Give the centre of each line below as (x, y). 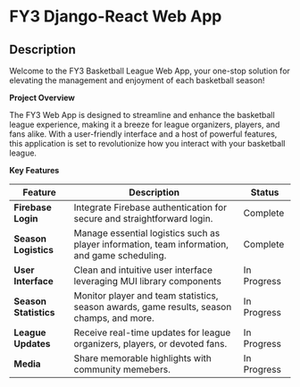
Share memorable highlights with (142, 358)
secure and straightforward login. (143, 219)
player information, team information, (151, 244)
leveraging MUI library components (147, 281)
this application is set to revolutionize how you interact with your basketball (147, 143)
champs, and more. (114, 318)
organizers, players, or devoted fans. (150, 344)
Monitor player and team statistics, (146, 295)
